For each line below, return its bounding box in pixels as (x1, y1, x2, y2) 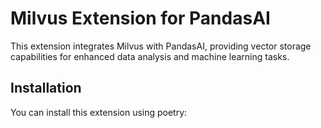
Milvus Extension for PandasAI (10, 7, 271, 30)
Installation (10, 80, 82, 97)
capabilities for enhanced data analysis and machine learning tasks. (10, 50, 290, 62)
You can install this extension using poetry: (10, 106, 188, 118)
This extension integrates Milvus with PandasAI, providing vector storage (10, 40, 312, 52)
